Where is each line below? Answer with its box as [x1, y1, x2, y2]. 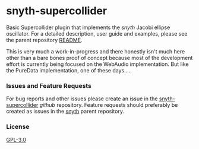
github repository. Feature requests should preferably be [39, 102, 178, 109]
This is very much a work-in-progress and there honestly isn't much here [6, 47, 185, 55]
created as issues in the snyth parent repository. [6, 108, 125, 115]
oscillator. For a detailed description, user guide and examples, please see [6, 30, 188, 37]
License [6, 123, 30, 131]
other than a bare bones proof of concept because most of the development [6, 54, 193, 61]
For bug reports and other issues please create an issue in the [6, 95, 158, 102]
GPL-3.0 [6, 136, 27, 143]
